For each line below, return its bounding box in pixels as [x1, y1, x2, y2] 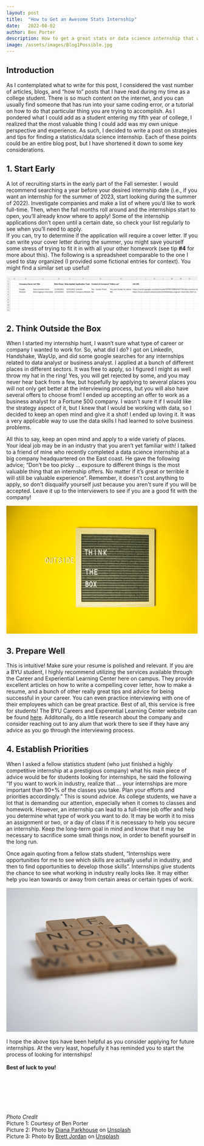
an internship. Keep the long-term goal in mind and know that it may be [6, 825, 184, 832]
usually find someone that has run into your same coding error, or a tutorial [6, 100, 194, 108]
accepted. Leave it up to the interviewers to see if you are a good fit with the [6, 487, 197, 494]
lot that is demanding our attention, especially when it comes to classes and [6, 799, 196, 806]
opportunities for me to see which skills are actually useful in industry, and [6, 856, 192, 863]
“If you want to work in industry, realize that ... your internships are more [6, 779, 187, 787]
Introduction [6, 65, 55, 76]
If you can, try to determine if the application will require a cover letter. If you [6, 231, 198, 239]
